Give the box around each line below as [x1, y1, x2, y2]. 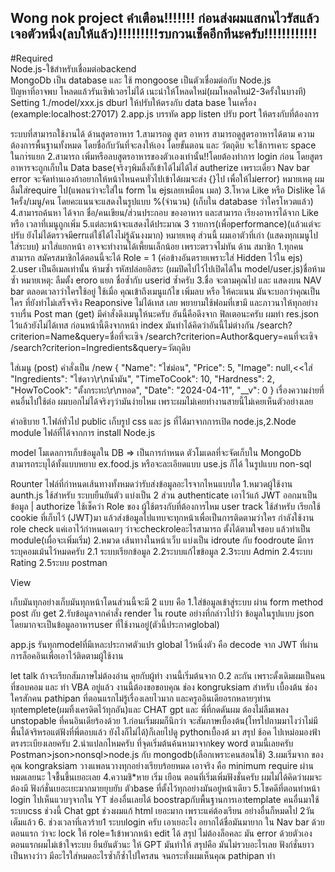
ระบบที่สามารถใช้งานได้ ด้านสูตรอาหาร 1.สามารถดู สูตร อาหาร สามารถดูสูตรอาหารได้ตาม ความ [10, 127, 315, 140]
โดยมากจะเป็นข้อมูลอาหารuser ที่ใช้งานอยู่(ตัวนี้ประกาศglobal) [10, 618, 220, 630]
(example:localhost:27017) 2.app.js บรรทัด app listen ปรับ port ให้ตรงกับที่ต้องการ [10, 107, 320, 120]
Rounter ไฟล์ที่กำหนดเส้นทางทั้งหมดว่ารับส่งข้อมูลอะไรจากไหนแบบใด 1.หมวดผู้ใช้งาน [10, 477, 293, 490]
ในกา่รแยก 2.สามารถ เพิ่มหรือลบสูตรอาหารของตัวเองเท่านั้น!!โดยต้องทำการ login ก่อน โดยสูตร [10, 150, 323, 162]
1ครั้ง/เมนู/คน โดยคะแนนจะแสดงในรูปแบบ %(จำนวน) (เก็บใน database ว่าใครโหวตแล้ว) [10, 195, 314, 207]
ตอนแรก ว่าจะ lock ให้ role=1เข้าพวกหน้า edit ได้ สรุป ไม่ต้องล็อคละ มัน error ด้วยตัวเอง [10, 827, 313, 839]
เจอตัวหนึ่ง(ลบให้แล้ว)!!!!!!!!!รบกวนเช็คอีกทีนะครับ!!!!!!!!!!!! [10, 26, 318, 43]
